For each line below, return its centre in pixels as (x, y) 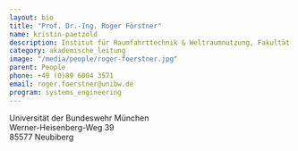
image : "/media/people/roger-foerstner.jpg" (94, 59)
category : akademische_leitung (68, 51)
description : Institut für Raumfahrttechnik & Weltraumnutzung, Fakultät (150, 42)
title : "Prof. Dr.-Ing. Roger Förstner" (86, 26)
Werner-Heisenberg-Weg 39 (62, 127)
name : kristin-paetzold (54, 34)
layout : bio (31, 17)
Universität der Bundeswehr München (79, 118)
